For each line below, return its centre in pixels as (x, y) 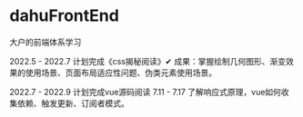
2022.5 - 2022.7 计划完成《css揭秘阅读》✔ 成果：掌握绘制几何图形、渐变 (148, 61)
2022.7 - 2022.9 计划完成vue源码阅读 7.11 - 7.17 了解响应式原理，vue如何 (146, 92)
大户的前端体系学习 (45, 42)
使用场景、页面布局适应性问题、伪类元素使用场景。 (121, 73)
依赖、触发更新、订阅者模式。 (73, 103)
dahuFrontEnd (65, 16)
